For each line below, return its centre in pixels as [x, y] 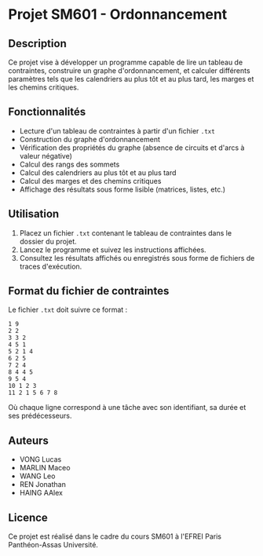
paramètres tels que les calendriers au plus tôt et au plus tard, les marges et [131, 79]
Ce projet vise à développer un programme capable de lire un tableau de [126, 62]
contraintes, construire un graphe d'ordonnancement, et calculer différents [129, 71]
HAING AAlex [41, 493]
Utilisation [34, 214]
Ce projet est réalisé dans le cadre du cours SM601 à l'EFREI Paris [115, 536]
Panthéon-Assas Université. [53, 545]
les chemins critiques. [44, 87]
